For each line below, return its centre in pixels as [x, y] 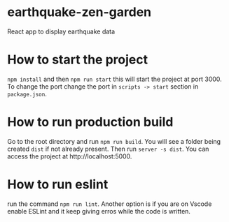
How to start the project [78, 60]
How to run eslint [58, 184]
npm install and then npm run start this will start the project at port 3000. [114, 79]
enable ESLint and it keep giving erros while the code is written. [99, 211]
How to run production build [90, 122]
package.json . [27, 94]
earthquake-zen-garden [79, 12]
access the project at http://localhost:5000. [70, 156]
